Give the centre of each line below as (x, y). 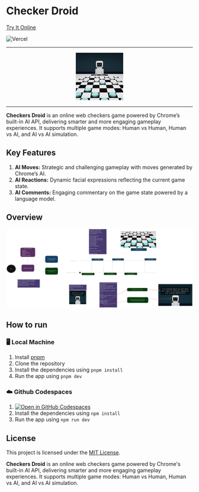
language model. (35, 199)
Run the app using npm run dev (52, 420)
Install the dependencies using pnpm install (69, 370)
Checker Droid (42, 11)
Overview (25, 218)
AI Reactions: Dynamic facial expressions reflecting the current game (100, 180)
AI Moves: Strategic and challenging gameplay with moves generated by (103, 167)
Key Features (31, 153)
